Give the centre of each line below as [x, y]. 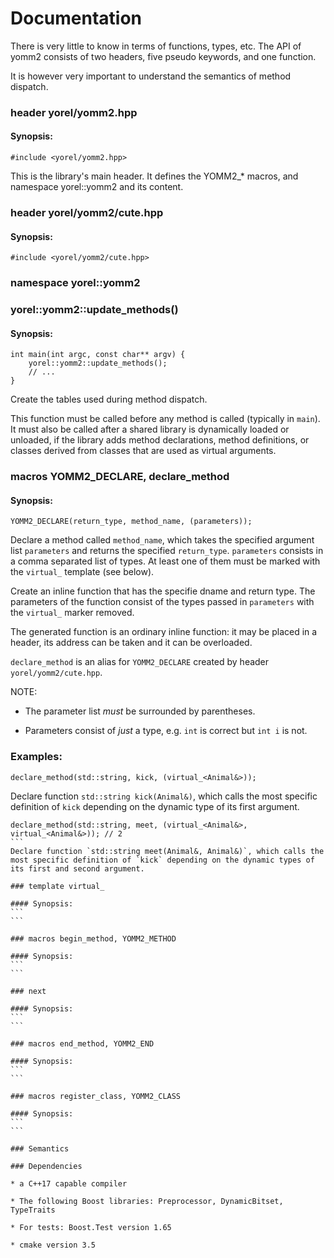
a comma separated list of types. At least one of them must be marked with [165, 561]
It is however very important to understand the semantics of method [151, 76]
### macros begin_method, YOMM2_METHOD [93, 938]
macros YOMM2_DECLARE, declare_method [120, 477]
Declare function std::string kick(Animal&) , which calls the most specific [164, 796]
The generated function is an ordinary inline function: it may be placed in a [164, 632]
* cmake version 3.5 [53, 1245]
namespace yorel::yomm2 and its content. [97, 187]
